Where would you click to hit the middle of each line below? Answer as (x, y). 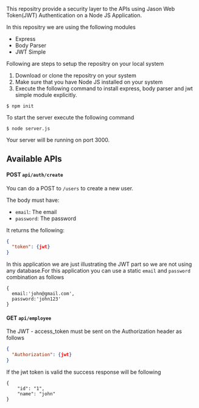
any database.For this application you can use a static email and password (98, 271)
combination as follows (35, 277)
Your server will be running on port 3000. (58, 140)
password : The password (46, 218)
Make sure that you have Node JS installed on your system (89, 82)
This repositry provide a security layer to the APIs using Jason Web (91, 9)
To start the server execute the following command (70, 117)
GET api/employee (29, 318)
